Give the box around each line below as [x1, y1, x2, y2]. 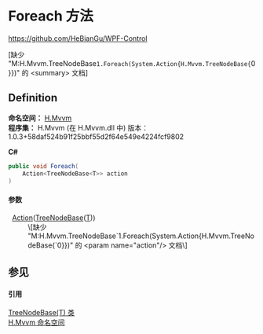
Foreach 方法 [8, 7, 94, 25]
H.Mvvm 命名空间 [8, 317, 65, 327]
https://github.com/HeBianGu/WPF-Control [8, 33, 148, 43]
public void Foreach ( [8, 162, 79, 170]
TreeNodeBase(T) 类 [8, 308, 75, 317]
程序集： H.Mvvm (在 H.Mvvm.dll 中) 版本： [8, 123, 149, 132]
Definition [8, 91, 57, 105]
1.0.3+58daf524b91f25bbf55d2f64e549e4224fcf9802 [8, 131, 184, 141]
